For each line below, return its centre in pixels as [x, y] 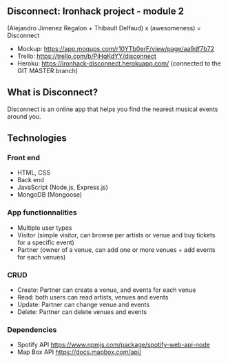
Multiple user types [44, 228]
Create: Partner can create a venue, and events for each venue [106, 290]
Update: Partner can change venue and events [83, 304]
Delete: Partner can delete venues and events [82, 312]
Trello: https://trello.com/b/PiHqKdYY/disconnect [87, 56]
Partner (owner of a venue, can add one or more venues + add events [116, 249]
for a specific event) [45, 242]
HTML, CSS [33, 173]
